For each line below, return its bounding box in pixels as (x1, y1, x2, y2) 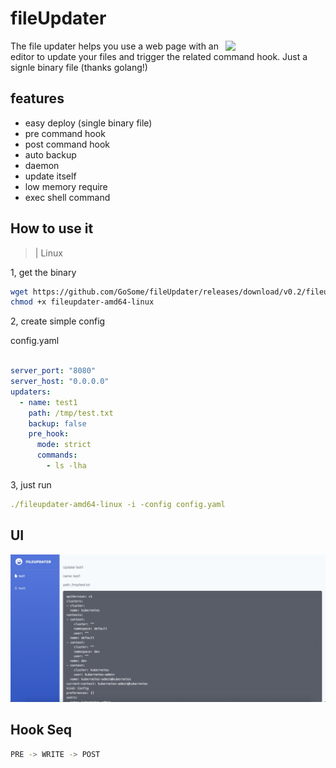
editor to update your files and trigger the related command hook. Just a (10, 50, 308, 62)
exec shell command (24, 191, 111, 203)
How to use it (10, 220, 94, 237)
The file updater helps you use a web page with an (10, 40, 219, 52)
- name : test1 (19, 397, 78, 407)
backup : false (28, 418, 87, 429)
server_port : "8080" (10, 366, 97, 376)
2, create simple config (10, 315, 106, 327)
